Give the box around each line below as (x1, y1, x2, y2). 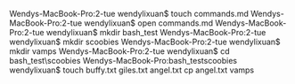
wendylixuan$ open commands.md (84, 18, 214, 28)
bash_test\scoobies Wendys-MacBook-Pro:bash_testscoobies (9, 56, 238, 65)
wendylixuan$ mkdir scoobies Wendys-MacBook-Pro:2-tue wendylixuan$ (9, 36, 281, 47)
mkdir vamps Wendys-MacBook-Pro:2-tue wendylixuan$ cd (9, 46, 230, 57)
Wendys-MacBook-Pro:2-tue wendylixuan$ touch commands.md (9, 9, 250, 19)
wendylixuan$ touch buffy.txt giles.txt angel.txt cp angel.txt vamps (9, 65, 255, 75)
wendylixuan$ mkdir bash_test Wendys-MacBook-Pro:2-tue (45, 27, 266, 37)
